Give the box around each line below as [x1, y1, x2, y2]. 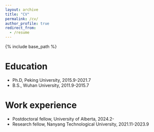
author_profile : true [5, 21, 50, 26]
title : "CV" [5, 12, 30, 17]
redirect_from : [5, 26, 36, 31]
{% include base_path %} [5, 44, 57, 49]
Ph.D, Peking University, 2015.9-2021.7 [12, 77, 91, 83]
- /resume [9, 30, 30, 35]
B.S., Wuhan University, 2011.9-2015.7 [12, 82, 90, 88]
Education [5, 61, 48, 72]
